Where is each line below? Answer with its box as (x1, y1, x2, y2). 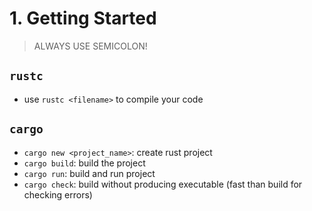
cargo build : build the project (23, 157, 146, 169)
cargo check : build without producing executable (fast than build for (23, 178, 303, 190)
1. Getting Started (9, 7, 157, 30)
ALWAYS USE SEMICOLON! (33, 40, 148, 52)
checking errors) (23, 188, 93, 201)
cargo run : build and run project (23, 167, 156, 179)
